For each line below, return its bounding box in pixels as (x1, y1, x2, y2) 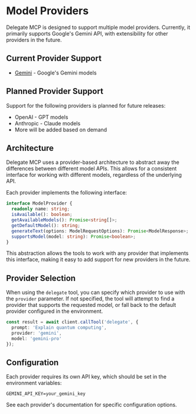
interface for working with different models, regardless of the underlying (6, 172, 182, 179)
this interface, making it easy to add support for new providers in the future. (6, 256, 191, 263)
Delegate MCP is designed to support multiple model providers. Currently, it (6, 24, 191, 31)
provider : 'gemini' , (11, 330, 62, 336)
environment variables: (6, 380, 62, 387)
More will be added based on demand (14, 126, 107, 133)
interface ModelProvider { (6, 200, 73, 206)
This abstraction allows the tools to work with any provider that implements (6, 250, 189, 257)
